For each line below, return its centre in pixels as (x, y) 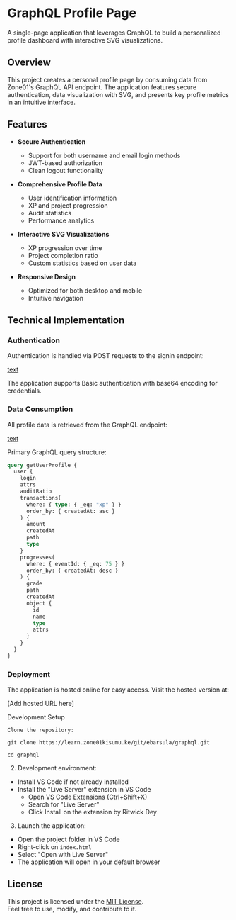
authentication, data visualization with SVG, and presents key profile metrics (118, 94)
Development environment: (57, 768)
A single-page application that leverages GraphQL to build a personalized (114, 33)
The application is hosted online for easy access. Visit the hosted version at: (118, 690)
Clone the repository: (41, 730)
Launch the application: (52, 826)
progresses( (37, 557)
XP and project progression (68, 205)
